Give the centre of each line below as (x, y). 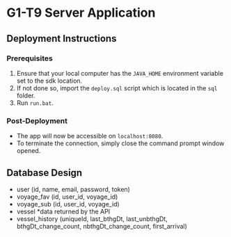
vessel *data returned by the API (63, 211)
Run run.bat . (35, 103)
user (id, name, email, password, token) (73, 189)
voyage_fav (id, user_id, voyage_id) (67, 197)
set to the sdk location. (49, 81)
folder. (26, 95)
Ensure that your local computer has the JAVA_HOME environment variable (120, 73)
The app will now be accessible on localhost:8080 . (90, 136)
